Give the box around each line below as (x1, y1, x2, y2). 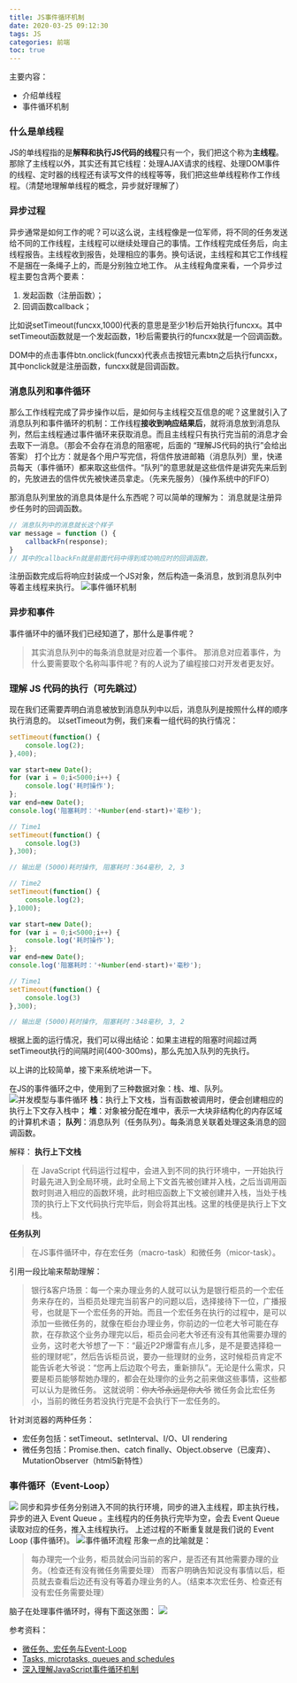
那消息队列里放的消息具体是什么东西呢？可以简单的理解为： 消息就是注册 (9, 492, 275, 503)
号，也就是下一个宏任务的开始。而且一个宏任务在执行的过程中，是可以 (30, 1307, 287, 1318)
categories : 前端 (9, 37, 71, 47)
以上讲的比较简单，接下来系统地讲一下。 (9, 1065, 156, 1075)
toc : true (9, 46, 46, 55)
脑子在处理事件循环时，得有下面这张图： (9, 1605, 156, 1617)
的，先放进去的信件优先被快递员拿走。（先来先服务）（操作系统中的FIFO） (9, 473, 274, 484)
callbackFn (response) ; (25, 537, 109, 546)
